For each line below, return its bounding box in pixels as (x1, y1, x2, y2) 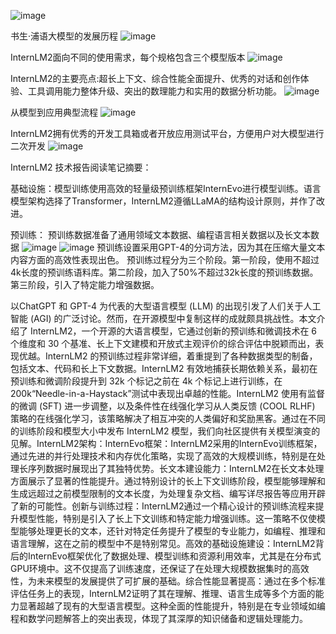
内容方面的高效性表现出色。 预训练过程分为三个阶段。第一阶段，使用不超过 (10, 254, 320, 265)
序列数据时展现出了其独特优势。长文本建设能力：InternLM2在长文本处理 (27, 463, 325, 474)
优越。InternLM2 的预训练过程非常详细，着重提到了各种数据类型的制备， (18, 350, 318, 362)
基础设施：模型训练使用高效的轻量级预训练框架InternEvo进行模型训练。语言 (10, 183, 322, 194)
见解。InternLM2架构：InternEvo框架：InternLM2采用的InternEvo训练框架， (10, 438, 323, 449)
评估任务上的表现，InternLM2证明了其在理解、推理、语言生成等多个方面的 (10, 588, 316, 599)
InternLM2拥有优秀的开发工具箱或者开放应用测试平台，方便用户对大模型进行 (10, 128, 325, 139)
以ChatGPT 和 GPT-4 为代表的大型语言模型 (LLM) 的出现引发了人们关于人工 (10, 300, 322, 312)
